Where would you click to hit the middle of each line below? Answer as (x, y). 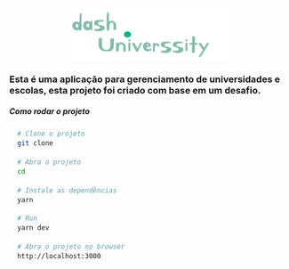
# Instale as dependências (67, 190)
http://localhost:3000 (59, 256)
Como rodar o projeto (50, 111)
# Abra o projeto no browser (71, 247)
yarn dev (33, 228)
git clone (35, 143)
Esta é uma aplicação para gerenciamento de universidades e (144, 79)
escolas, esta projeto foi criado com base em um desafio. (135, 90)
